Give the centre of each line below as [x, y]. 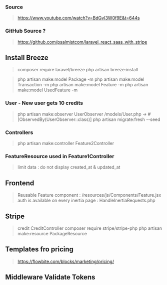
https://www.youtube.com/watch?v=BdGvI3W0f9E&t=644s [78, 18]
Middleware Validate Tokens [50, 277]
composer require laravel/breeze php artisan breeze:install [78, 70]
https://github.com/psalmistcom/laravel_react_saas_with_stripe [82, 42]
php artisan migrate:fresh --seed [126, 119]
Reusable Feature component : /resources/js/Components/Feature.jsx [89, 195]
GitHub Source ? [25, 31]
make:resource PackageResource [52, 233]
